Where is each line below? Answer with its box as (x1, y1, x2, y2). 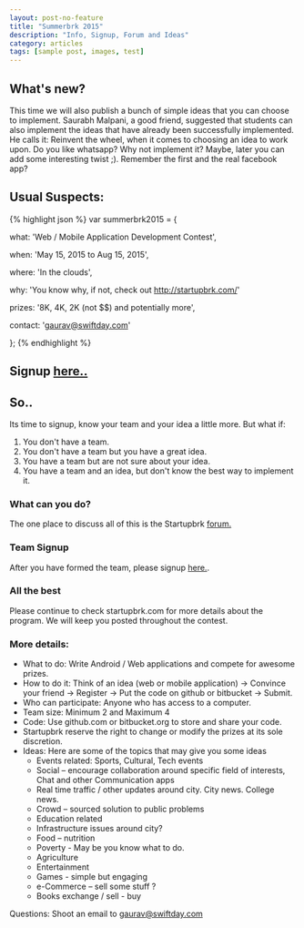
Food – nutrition (35, 832, 96, 843)
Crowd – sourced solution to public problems (35, 803, 205, 815)
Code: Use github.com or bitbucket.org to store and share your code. (22, 717, 282, 728)
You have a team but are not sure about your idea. (22, 455, 211, 466)
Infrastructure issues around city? (35, 823, 164, 834)
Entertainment (35, 862, 89, 872)
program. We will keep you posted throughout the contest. (9, 615, 228, 626)
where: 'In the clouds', (9, 266, 93, 278)
